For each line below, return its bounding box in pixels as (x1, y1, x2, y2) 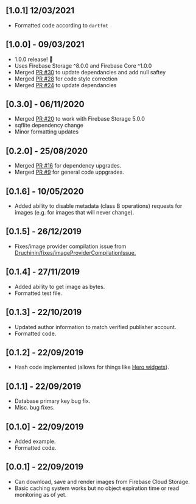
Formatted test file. (14, 289, 62, 297)
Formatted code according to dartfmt (14, 21, 109, 29)
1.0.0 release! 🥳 (14, 55, 53, 63)
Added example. (14, 438, 56, 445)
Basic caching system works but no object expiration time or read (14, 484, 180, 492)
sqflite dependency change (14, 122, 83, 129)
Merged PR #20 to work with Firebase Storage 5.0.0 (14, 115, 145, 122)
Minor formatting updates (14, 128, 79, 135)
